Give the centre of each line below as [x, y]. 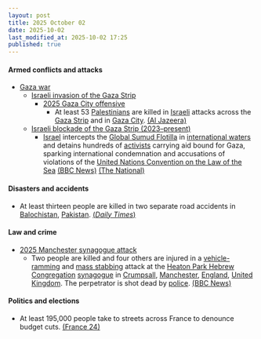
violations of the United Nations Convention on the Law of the [142, 162]
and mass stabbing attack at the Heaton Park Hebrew [148, 266]
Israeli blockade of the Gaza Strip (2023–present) [111, 129]
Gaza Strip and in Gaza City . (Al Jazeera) [120, 120]
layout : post [29, 15]
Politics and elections [44, 301]
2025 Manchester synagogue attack [78, 250]
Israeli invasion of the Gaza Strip [83, 96]
